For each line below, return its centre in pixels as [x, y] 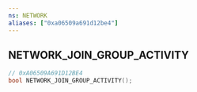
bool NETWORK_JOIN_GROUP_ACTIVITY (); [70, 81]
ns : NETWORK [28, 15]
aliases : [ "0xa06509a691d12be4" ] [63, 23]
